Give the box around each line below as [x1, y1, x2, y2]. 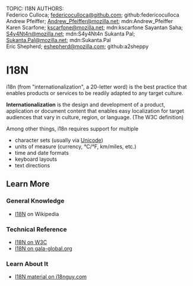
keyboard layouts [14, 155, 58, 163]
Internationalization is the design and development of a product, [6, 101, 166, 108]
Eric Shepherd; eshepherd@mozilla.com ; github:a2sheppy [6, 43, 149, 50]
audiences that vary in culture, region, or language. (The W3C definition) [6, 113, 184, 120]
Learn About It [6, 259, 49, 268]
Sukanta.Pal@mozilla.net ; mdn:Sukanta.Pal [6, 37, 111, 43]
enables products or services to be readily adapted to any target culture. [6, 89, 183, 97]
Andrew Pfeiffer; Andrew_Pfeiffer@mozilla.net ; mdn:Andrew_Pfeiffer [6, 18, 173, 24]
